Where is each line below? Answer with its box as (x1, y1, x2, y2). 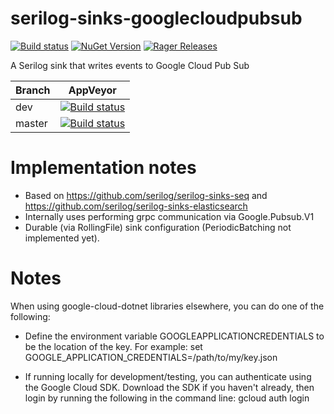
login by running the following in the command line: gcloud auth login (24, 392, 310, 404)
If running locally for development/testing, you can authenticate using (24, 370, 312, 382)
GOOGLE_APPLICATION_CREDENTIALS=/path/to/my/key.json (24, 351, 278, 363)
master (15, 116, 48, 130)
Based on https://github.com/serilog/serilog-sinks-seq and (24, 189, 268, 201)
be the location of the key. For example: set (24, 340, 203, 352)
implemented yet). (24, 232, 100, 244)
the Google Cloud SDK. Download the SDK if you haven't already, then (24, 381, 315, 393)
